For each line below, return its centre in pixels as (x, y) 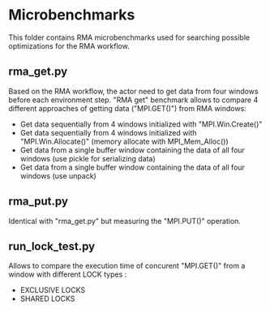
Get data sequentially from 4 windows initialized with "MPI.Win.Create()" (141, 124)
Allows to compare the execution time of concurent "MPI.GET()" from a (127, 266)
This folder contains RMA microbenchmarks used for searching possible (129, 37)
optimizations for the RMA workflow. (69, 45)
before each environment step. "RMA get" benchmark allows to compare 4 (133, 100)
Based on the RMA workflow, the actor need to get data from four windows (133, 91)
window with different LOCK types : (68, 274)
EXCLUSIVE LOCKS (53, 291)
